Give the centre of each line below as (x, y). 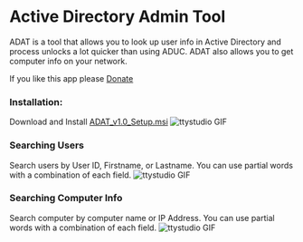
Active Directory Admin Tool (118, 17)
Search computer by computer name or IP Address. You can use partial (142, 218)
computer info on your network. (69, 61)
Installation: (36, 102)
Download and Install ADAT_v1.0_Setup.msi (89, 122)
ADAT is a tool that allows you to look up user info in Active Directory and (146, 42)
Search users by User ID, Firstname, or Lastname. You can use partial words (151, 165)
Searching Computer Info (66, 198)
